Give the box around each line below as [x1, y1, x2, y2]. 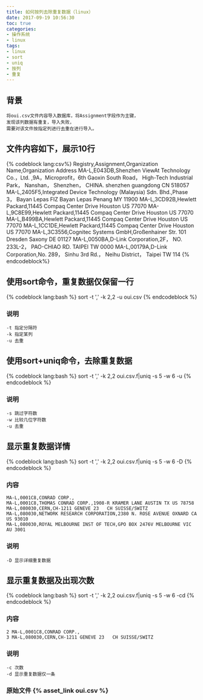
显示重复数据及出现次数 [6, 575, 94, 586]
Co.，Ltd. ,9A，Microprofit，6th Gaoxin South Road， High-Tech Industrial [6, 174, 193, 181]
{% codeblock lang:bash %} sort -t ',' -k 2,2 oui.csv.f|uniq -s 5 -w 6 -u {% [6, 372, 191, 379]
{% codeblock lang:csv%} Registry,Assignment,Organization [6, 160, 158, 167]
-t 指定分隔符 [6, 325, 38, 331]
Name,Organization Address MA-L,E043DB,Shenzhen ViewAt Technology [6, 167, 191, 174]
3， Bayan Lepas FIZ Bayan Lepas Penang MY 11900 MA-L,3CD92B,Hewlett [6, 195, 197, 203]
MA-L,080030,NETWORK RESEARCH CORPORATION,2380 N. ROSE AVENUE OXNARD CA [6, 511, 198, 517]
